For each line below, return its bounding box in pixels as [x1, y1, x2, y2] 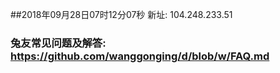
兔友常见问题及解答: [10, 36, 107, 50]
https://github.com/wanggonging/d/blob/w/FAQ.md [10, 49, 270, 63]
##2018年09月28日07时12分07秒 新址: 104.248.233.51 [10, 9, 233, 20]
